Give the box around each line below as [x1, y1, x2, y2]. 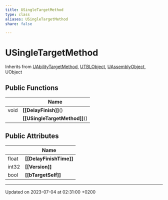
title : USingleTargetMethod [5, 7, 64, 12]
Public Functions [5, 83, 58, 92]
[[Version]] [24, 163, 52, 170]
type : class [5, 12, 30, 17]
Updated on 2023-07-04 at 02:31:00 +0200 [5, 188, 96, 195]
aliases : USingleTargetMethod [5, 16, 68, 21]
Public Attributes [5, 132, 59, 140]
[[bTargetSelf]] [24, 171, 61, 178]
